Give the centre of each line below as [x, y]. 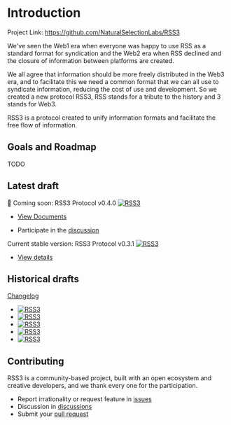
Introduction [44, 13]
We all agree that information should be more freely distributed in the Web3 [116, 74]
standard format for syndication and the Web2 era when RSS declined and [114, 53]
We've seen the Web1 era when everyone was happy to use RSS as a [107, 46]
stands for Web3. [32, 104]
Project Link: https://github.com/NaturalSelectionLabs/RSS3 [94, 32]
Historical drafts [43, 279]
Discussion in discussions [55, 407]
